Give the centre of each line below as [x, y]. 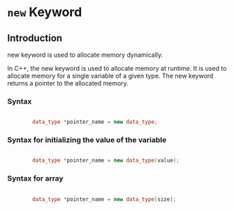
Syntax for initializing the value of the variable [87, 140]
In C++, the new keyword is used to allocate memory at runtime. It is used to [117, 68]
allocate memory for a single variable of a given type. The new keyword [110, 76]
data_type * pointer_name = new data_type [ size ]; [104, 199]
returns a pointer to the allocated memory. [68, 83]
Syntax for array [36, 178]
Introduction [35, 38]
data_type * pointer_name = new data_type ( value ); [106, 161]
